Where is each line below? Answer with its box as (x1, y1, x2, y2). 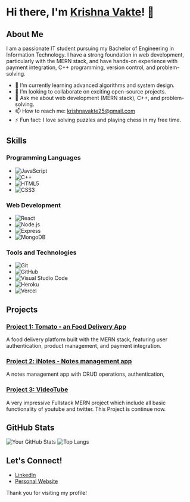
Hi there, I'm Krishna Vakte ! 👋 (6, 5, 155, 19)
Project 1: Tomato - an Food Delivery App (6, 322, 127, 330)
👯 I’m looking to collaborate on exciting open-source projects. (14, 88, 167, 95)
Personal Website (14, 478, 58, 485)
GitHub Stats (6, 422, 55, 432)
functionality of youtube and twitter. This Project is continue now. (6, 405, 166, 413)
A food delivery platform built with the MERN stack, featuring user (6, 336, 168, 343)
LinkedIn (14, 472, 36, 479)
